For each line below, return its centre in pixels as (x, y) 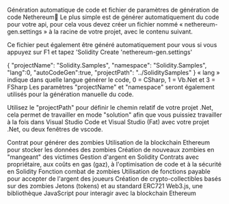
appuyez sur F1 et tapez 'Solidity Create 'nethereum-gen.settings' (100, 52)
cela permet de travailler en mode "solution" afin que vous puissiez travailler (114, 115)
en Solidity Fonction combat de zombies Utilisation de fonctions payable (109, 171)
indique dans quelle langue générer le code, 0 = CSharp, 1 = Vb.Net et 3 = (111, 80)
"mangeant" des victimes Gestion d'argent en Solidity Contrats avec (103, 157)
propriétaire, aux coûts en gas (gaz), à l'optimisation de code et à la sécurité (114, 164)
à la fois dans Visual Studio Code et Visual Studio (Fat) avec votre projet (108, 122)
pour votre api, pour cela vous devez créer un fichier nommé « (95, 24)
